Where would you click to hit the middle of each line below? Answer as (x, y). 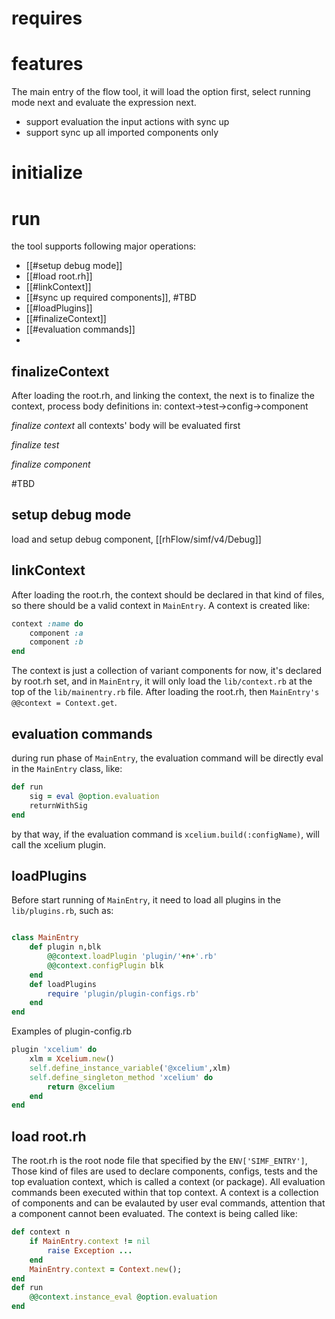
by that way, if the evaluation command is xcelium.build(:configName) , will (165, 834)
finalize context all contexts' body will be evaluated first (126, 426)
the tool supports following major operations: (104, 246)
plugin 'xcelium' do (54, 1050)
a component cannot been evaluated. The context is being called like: (154, 1214)
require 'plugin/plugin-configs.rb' (123, 993)
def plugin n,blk (65, 947)
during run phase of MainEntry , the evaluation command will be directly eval (167, 758)
